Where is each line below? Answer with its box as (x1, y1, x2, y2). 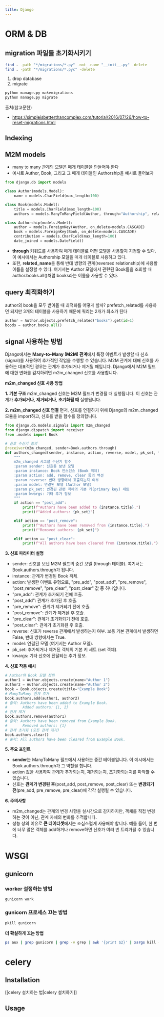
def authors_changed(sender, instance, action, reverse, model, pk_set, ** (5, 450, 163, 455)
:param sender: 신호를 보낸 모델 (14, 464, 75, 469)
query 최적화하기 (5, 288, 55, 297)
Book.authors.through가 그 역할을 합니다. (12, 763, 93, 769)
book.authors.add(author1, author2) (5, 696, 80, 701)
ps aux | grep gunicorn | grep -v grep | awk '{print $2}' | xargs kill (5, 940, 156, 945)
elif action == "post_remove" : (14, 518, 78, 523)
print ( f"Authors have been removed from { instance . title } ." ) (22, 523, 150, 528)
